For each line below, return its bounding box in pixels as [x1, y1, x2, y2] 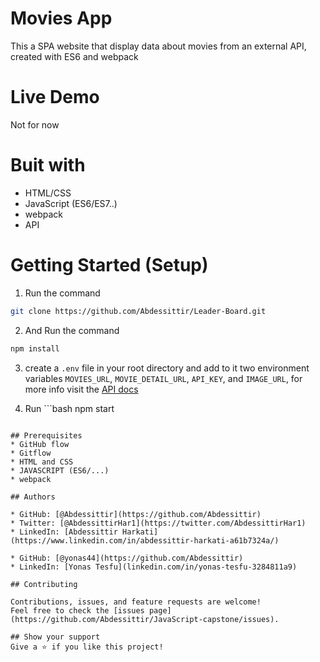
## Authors [10, 492, 56, 502]
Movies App [10, 7, 113, 30]
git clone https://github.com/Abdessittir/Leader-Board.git [10, 306, 267, 316]
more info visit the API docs [24, 383, 139, 395]
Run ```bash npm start [24, 402, 115, 414]
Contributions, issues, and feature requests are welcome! [10, 597, 262, 607]
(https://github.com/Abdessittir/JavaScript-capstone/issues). [10, 614, 280, 624]
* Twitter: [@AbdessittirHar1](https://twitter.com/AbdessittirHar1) [10, 518, 307, 528]
